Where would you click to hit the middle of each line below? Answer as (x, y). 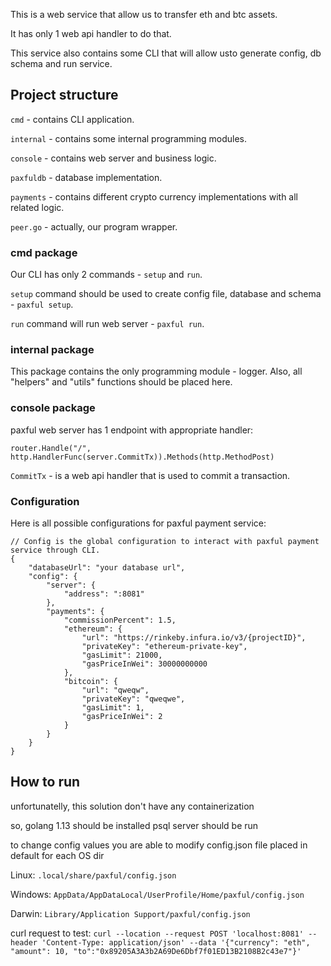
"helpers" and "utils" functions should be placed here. (121, 382)
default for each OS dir (57, 855)
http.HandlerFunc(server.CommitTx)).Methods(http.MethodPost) (142, 457)
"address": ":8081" (104, 594)
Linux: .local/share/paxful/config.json (93, 875)
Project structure (64, 95)
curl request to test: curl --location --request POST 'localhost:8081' (157, 933)
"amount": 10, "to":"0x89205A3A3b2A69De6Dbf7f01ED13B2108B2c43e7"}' (156, 951)
